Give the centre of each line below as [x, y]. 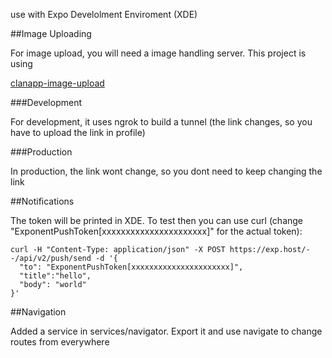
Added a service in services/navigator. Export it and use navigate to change [166, 331]
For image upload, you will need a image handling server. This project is [158, 53]
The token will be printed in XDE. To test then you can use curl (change [157, 220]
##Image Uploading [51, 33]
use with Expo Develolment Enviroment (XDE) [104, 14]
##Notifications [42, 201]
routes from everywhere [60, 342]
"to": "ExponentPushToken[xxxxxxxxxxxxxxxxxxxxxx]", [131, 267]
